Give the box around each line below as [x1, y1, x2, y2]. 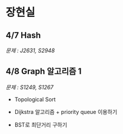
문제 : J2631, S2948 [5, 47, 55, 54]
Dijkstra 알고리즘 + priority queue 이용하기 [14, 108, 118, 115]
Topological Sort [14, 95, 56, 103]
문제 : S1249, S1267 [5, 83, 54, 91]
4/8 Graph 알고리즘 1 [5, 66, 82, 76]
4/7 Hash [5, 30, 41, 40]
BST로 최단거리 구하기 [14, 121, 67, 128]
